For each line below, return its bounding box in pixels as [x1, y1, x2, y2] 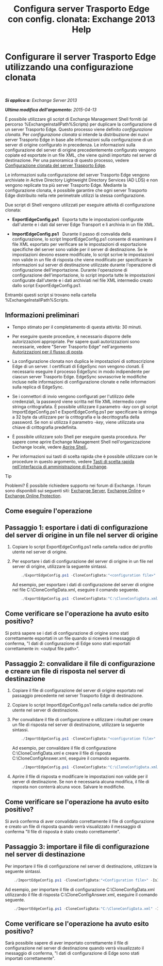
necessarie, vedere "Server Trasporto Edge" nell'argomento [12, 343, 132, 350]
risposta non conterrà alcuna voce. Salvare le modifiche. [12, 784, 125, 790]
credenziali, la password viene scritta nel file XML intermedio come [12, 399, 147, 404]
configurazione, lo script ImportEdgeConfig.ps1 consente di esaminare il [12, 236, 157, 242]
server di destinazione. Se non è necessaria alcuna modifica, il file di [12, 779, 149, 785]
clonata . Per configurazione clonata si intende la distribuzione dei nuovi [5, 131, 149, 137]
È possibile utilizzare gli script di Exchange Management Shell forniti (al [5, 116, 148, 122]
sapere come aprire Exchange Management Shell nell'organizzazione [12, 439, 151, 445]
